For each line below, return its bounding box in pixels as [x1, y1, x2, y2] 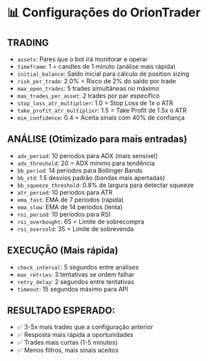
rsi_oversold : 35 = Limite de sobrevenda [17, 224, 134, 233]
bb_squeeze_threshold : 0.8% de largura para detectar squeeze [17, 181, 194, 189]
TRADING [7, 36, 50, 48]
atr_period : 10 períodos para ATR [17, 188, 113, 196]
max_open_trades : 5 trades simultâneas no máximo [17, 85, 160, 92]
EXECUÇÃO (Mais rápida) [7, 245, 118, 256]
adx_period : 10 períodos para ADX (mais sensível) [17, 151, 158, 160]
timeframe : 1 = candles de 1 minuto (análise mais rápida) [17, 63, 176, 70]
